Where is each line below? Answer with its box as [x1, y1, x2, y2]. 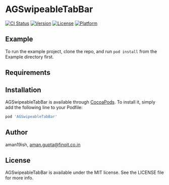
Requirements [5, 68, 50, 77]
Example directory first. [5, 54, 54, 60]
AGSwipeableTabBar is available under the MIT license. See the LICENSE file [5, 169, 164, 175]
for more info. [5, 175, 34, 181]
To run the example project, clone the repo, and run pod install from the [5, 48, 157, 54]
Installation [5, 85, 41, 94]
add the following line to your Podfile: [5, 104, 83, 110]
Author [5, 128, 28, 137]
